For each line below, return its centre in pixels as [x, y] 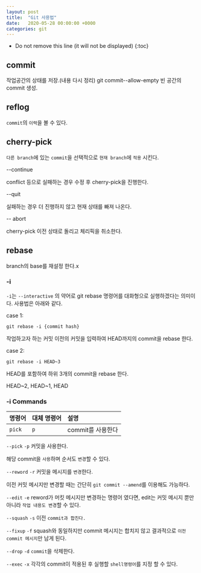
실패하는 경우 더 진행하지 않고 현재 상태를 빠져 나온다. [69, 206]
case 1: [15, 315]
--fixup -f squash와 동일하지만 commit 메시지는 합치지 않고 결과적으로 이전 [96, 531]
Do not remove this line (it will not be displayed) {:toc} [82, 46]
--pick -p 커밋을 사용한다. [37, 446]
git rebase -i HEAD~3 [33, 362]
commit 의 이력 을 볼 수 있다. [37, 122]
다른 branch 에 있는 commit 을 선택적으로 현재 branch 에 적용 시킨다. [82, 157]
